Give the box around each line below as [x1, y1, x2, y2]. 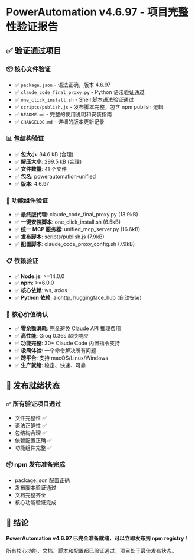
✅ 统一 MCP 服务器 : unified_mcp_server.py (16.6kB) [14, 226, 141, 233]
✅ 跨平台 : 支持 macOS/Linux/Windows [14, 354, 108, 361]
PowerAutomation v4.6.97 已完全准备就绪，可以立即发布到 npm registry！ [6, 535, 190, 542]
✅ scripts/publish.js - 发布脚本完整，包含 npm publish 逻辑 [14, 103, 164, 110]
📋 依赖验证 [6, 257, 38, 265]
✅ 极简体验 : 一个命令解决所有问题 [14, 347, 96, 354]
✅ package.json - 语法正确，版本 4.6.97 [14, 81, 111, 88]
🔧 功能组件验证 [6, 196, 48, 205]
